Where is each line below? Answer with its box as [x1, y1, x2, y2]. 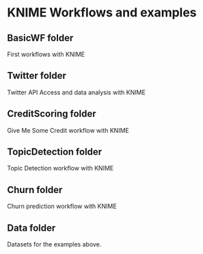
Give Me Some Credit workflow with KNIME [7, 126, 130, 134]
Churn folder [7, 183, 63, 196]
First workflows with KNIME [7, 50, 85, 58]
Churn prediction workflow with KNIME [7, 202, 118, 210]
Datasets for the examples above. [7, 240, 102, 249]
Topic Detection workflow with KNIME [7, 164, 114, 173]
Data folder [7, 222, 56, 233]
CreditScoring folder [7, 108, 97, 120]
